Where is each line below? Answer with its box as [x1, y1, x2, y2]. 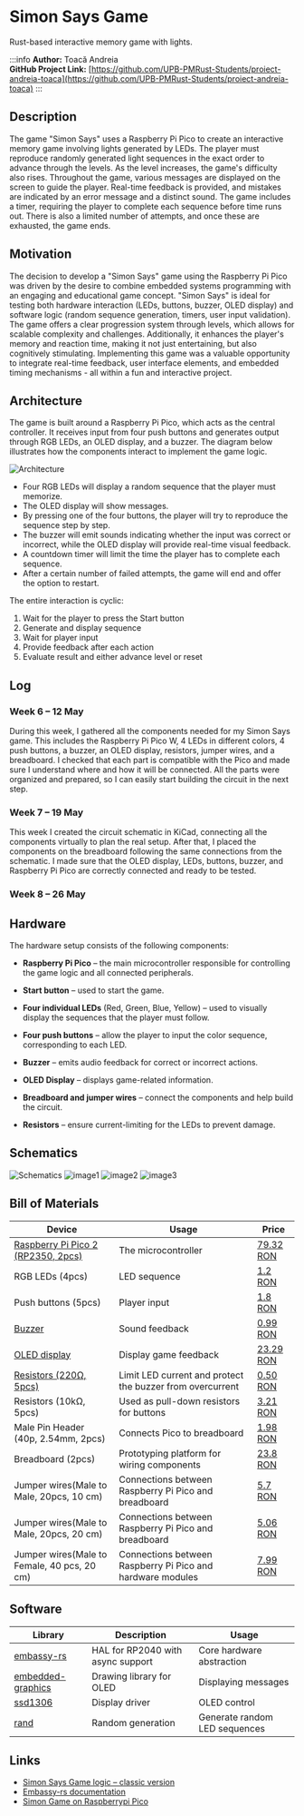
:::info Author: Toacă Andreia [9, 54, 119, 64]
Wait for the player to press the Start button [22, 613, 185, 623]
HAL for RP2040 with [91, 1644, 183, 1656]
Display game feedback [119, 1348, 220, 1360]
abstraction [198, 1654, 247, 1667]
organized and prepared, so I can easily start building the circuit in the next [9, 774, 290, 785]
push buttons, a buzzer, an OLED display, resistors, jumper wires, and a [9, 745, 275, 756]
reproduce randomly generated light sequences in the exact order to [9, 152, 265, 163]
